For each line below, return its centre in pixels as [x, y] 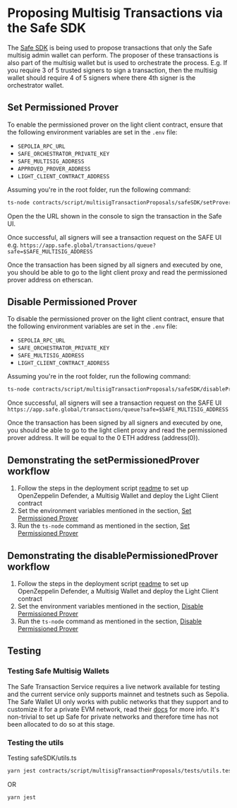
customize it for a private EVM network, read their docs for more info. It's [114, 709]
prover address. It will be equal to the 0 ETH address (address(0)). [104, 438]
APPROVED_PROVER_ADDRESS [54, 169]
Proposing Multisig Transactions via [115, 13]
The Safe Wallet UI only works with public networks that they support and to [118, 701]
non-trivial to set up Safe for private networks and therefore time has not [113, 717]
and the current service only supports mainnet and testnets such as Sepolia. [118, 694]
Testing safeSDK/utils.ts [42, 758]
